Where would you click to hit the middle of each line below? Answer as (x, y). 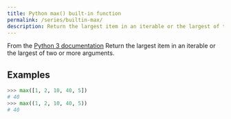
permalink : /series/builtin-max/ (55, 20)
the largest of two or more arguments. (61, 53)
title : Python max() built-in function (64, 13)
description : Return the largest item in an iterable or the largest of (113, 26)
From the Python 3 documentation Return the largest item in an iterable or (111, 46)
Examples (29, 75)
